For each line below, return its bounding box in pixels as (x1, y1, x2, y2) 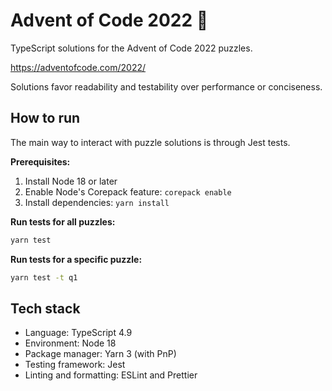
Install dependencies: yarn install (24, 196, 170, 208)
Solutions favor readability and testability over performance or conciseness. (10, 80, 323, 93)
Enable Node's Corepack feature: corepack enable (24, 185, 232, 198)
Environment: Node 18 (24, 337, 117, 349)
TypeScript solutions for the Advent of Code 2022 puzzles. (10, 42, 253, 54)
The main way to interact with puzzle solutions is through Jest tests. (10, 136, 291, 148)
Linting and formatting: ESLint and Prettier (24, 369, 198, 381)
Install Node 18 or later (24, 175, 118, 187)
